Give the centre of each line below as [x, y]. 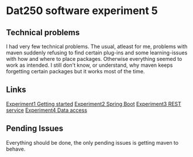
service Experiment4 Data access [47, 110]
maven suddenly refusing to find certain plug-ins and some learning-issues [97, 53]
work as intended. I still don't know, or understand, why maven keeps [89, 65]
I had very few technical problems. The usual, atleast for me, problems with [97, 46]
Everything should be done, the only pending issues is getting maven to [92, 142]
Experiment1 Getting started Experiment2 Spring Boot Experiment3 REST [94, 104]
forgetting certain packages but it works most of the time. [75, 71]
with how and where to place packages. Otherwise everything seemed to [94, 59]
